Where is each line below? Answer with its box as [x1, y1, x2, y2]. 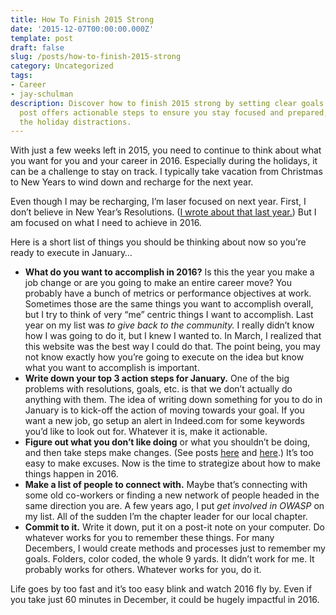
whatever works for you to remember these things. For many [24, 532, 275, 544]
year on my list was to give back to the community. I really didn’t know [24, 319, 315, 331]
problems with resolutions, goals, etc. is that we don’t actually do [24, 383, 293, 395]
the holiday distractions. [19, 117, 132, 127]
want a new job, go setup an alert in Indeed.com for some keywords [24, 415, 305, 427]
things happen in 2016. [24, 468, 119, 480]
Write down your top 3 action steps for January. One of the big [24, 372, 290, 385]
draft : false [10, 42, 65, 53]
